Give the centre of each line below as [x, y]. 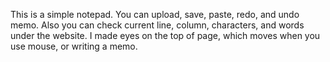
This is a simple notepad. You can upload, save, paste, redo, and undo [155, 14]
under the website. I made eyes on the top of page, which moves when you [165, 35]
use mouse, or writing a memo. [74, 46]
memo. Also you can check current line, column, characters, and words [157, 25]
